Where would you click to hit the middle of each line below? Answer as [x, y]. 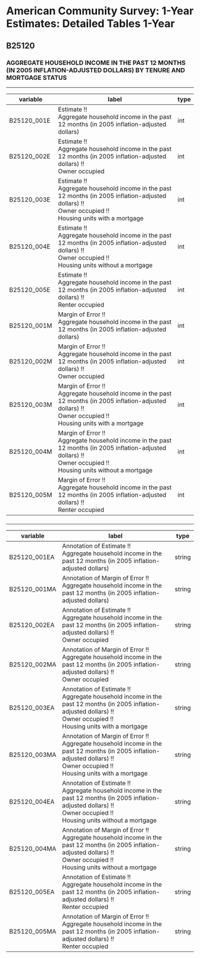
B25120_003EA [32, 707]
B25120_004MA [33, 848]
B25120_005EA [32, 892]
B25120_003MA [33, 755]
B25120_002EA [32, 625]
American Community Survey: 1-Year [100, 11]
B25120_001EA [32, 557]
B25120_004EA [32, 802]
